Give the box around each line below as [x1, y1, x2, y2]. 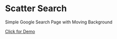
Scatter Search [5, 3, 67, 14]
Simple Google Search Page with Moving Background [5, 19, 113, 25]
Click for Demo [5, 28, 35, 34]
